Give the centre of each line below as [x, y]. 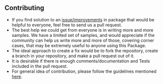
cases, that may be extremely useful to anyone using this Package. [79, 45]
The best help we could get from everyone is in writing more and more [82, 30]
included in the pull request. [40, 66]
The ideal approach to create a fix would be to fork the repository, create [85, 50]
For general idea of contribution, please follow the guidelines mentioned [84, 71]
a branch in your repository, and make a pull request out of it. [73, 56]
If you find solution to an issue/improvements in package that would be [83, 19]
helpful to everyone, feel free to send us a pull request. [67, 25]
